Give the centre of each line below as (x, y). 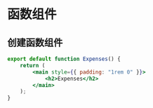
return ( (33, 65)
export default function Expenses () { (64, 59)
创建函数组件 (35, 42)
